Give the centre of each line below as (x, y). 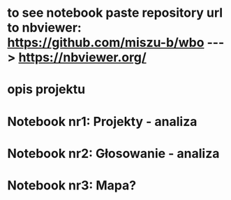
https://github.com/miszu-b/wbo (106, 43)
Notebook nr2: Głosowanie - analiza (113, 153)
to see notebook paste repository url (115, 13)
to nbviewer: (44, 28)
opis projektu (46, 90)
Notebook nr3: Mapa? (72, 185)
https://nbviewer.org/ (82, 58)
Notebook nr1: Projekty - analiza (102, 121)
